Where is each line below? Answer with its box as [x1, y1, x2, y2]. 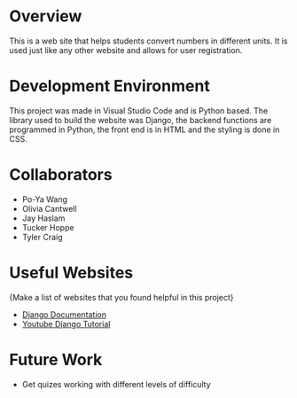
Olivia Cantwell [21, 203, 77, 214]
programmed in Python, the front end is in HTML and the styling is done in [9, 124, 280, 135]
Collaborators [9, 165, 113, 185]
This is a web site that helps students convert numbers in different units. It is [9, 35, 288, 46]
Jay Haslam [21, 213, 66, 223]
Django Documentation [21, 308, 106, 320]
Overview [9, 6, 82, 27]
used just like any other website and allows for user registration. [9, 44, 243, 55]
